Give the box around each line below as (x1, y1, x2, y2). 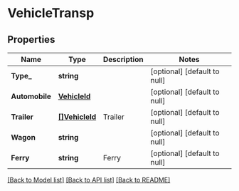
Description (102, 55, 144, 64)
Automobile (11, 91, 52, 101)
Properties (7, 33, 55, 46)
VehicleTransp (7, 5, 95, 21)
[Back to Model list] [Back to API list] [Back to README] (7, 176, 171, 184)
